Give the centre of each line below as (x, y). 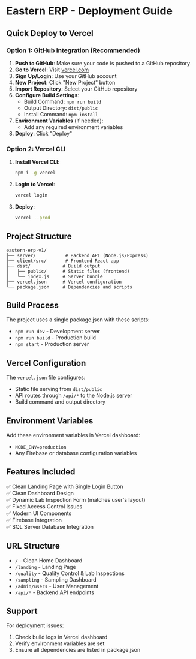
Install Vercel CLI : (37, 162)
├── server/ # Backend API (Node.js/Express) (77, 255)
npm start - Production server (52, 344)
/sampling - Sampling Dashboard (56, 579)
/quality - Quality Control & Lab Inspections (70, 573)
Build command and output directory (60, 402)
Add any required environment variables (73, 127)
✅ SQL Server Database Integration (50, 526)
